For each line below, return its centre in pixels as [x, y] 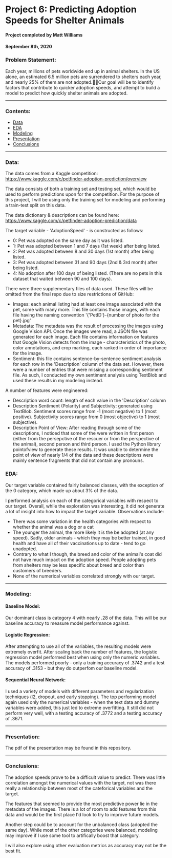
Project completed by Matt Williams [44, 35]
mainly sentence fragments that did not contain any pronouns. [78, 460]
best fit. [13, 851]
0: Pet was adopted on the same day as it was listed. [68, 240]
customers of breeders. [38, 570]
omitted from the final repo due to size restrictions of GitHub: [70, 294]
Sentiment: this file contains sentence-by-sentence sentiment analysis [87, 359]
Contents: [18, 111]
